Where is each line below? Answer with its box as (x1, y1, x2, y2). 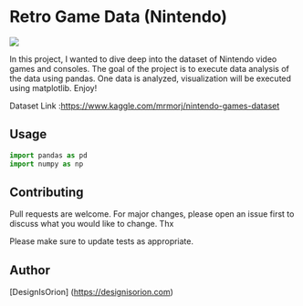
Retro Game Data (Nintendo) (9, 6, 228, 27)
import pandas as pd (9, 150, 89, 160)
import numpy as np (9, 159, 84, 168)
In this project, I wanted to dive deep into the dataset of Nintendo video (9, 53, 277, 65)
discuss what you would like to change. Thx (9, 219, 174, 229)
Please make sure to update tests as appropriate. (9, 236, 194, 247)
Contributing (9, 184, 84, 199)
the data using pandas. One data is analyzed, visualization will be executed (9, 73, 292, 84)
